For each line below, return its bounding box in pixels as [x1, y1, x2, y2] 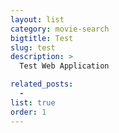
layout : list [10, 14, 65, 25]
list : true [10, 97, 56, 108]
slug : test [10, 42, 56, 53]
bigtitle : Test [10, 33, 74, 43]
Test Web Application [19, 61, 110, 71]
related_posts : [10, 79, 74, 90]
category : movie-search [10, 24, 110, 34]
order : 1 [10, 107, 47, 117]
